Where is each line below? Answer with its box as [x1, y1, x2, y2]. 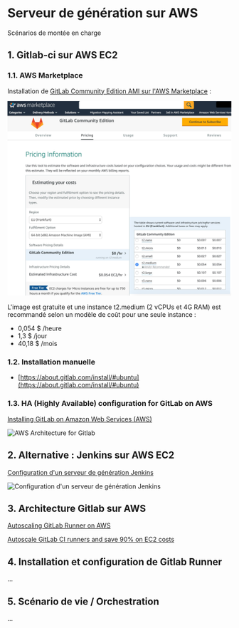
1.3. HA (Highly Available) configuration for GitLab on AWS [7, 399, 213, 409]
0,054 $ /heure [17, 324, 62, 333]
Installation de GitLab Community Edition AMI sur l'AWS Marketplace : [7, 87, 212, 95]
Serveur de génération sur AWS [7, 5, 198, 21]
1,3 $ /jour [17, 332, 48, 340]
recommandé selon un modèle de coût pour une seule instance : [7, 310, 197, 319]
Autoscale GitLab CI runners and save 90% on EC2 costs [7, 535, 175, 544]
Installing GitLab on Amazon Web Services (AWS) [7, 414, 153, 423]
